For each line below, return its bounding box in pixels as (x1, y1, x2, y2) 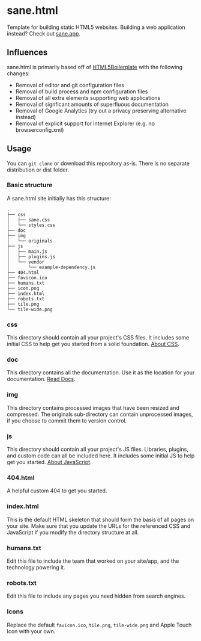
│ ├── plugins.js (7, 253, 56, 259)
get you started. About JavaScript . (7, 459, 92, 466)
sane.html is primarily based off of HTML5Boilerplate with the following (7, 63, 182, 70)
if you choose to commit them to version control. (7, 416, 127, 424)
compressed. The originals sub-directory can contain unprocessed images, (7, 410, 194, 418)
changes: (7, 70, 30, 77)
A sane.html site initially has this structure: (7, 194, 112, 202)
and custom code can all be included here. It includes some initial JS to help (7, 452, 195, 459)
